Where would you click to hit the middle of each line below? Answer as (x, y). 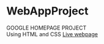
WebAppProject (47, 11)
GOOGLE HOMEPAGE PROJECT (46, 28)
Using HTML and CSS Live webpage (52, 34)
